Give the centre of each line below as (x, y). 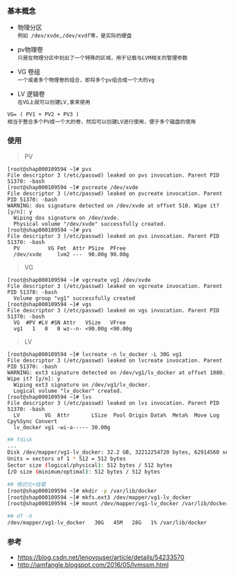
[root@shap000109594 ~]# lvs (49, 397)
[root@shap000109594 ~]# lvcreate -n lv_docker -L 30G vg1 (95, 354)
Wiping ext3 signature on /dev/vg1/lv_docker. (82, 385)
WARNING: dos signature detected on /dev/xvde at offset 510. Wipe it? (113, 206)
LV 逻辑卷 (31, 94)
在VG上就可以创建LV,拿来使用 (54, 102)
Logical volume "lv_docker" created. (68, 391)
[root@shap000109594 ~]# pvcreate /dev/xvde (73, 187)
